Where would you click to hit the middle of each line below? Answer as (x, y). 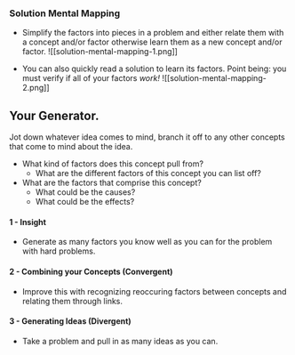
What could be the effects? (85, 202)
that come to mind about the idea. (71, 147)
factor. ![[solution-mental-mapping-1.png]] (100, 52)
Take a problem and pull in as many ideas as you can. (120, 341)
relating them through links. (72, 301)
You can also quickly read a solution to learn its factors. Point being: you (154, 69)
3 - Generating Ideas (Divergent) (70, 321)
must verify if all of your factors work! (91, 78)
